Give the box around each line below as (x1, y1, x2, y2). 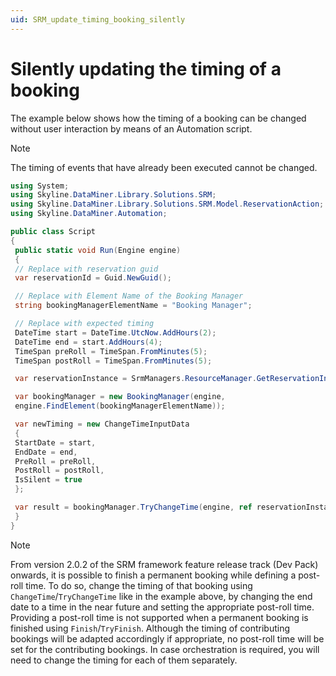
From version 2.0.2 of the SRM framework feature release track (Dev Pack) (10, 558, 319, 570)
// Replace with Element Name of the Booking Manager (14, 291, 244, 301)
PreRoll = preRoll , (14, 456, 97, 466)
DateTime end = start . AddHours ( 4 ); (14, 337, 163, 347)
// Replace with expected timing (14, 319, 155, 329)
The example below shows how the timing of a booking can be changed (10, 112, 307, 124)
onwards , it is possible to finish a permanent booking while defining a (10, 569, 297, 581)
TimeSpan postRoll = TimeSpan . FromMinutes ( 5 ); (14, 356, 213, 366)
